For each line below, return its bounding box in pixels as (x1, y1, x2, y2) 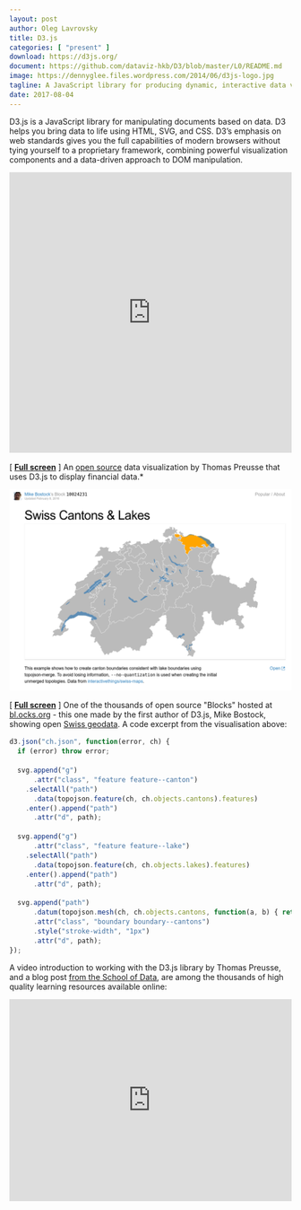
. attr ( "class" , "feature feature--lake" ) (32, 842, 191, 851)
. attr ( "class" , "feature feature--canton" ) (32, 775, 199, 785)
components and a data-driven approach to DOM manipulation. (9, 153, 244, 165)
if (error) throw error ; (17, 747, 110, 756)
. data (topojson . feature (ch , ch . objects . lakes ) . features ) (32, 860, 251, 870)
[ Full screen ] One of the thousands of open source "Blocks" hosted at (9, 700, 273, 711)
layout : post (9, 14, 58, 23)
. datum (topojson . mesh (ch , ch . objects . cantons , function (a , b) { (32, 907, 279, 917)
